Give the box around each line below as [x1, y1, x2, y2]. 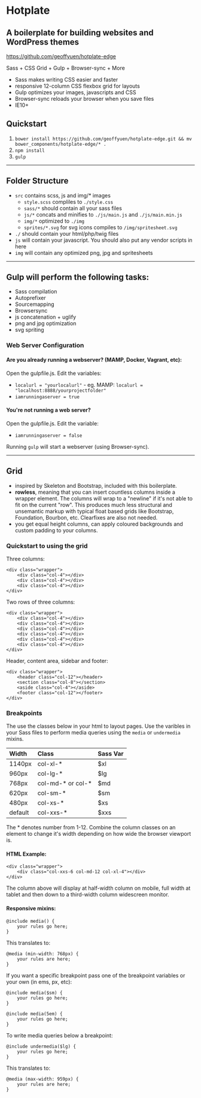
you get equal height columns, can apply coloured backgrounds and [14, 520, 184, 527]
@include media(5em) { [6, 1010, 63, 1017]
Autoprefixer [14, 295, 46, 302]
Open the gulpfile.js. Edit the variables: [6, 370, 102, 377]
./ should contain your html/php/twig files [14, 230, 119, 237]
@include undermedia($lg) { [6, 1043, 77, 1049]
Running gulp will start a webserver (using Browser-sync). [6, 443, 150, 450]
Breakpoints [6, 709, 42, 717]
